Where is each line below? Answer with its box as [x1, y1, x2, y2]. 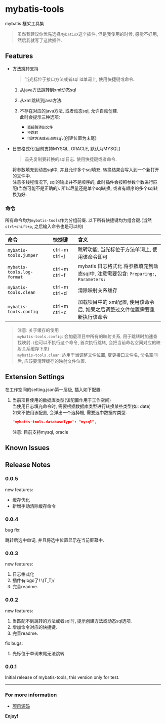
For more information [5, 691, 57, 698]
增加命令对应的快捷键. [12, 624, 57, 630]
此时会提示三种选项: [19, 114, 60, 120]
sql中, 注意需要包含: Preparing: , [83, 270, 157, 277]
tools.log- [7, 269, 33, 275]
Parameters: [78, 277, 106, 282]
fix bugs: [5, 640, 23, 646]
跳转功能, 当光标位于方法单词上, [78, 246, 152, 253]
